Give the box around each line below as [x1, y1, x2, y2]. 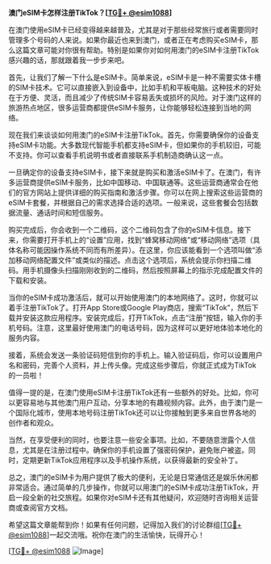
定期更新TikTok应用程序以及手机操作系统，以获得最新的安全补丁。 [22, 456, 243, 465]
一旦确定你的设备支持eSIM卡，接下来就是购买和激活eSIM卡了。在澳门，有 [8, 167, 255, 177]
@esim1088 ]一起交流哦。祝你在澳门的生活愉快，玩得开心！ [8, 530, 206, 540]
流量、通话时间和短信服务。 [15, 208, 107, 217]
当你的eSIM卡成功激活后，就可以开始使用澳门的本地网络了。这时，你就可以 [8, 293, 259, 302]
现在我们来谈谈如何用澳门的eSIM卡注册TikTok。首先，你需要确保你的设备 [8, 130, 252, 140]
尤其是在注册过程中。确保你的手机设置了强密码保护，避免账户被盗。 [22, 445, 248, 455]
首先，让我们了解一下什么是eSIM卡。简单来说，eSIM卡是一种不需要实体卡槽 [8, 73, 262, 82]
